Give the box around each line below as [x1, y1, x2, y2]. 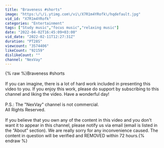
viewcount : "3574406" [5, 43, 49, 48]
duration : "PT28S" [5, 39, 42, 44]
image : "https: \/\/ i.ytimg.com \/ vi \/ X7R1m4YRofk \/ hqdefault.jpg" [5, 12, 141, 17]
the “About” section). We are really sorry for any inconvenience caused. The [5, 127, 159, 133]
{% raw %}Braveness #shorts [5, 70, 65, 76]
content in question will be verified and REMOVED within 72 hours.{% [5, 133, 145, 139]
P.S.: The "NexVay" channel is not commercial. [5, 102, 99, 107]
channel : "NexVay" [5, 57, 42, 62]
